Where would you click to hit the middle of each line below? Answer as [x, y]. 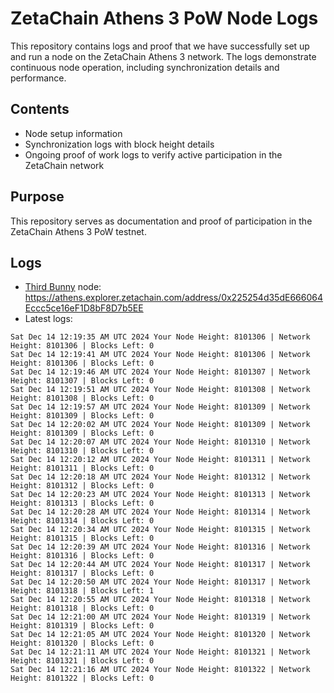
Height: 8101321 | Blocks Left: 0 [82, 661]
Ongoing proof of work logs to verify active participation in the [153, 154]
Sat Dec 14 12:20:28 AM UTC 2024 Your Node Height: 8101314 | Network [160, 512]
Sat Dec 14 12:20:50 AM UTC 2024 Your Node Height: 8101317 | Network [160, 582]
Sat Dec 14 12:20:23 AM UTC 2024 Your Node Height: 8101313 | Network [160, 495]
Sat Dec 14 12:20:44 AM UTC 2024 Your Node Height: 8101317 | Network [160, 565]
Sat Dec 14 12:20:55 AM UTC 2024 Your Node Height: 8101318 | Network [160, 600]
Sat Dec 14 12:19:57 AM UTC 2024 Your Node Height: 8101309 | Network [160, 407]
